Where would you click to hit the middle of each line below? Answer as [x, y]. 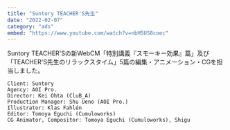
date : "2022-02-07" [35, 20]
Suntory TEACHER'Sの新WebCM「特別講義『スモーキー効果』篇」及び [108, 53]
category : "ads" [30, 26]
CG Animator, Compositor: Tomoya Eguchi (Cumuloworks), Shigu [99, 120]
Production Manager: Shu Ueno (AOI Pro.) [68, 102]
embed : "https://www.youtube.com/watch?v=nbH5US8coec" [88, 33]
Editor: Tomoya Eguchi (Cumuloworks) [62, 114]
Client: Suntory [30, 84]
